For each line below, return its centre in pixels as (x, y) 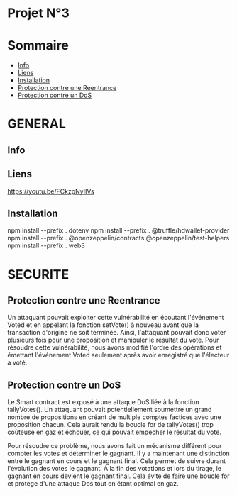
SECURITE (38, 274)
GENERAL (37, 124)
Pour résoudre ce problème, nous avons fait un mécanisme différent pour (115, 446)
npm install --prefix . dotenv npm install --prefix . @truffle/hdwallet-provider (118, 230)
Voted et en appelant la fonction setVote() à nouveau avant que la (103, 325)
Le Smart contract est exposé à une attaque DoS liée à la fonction (103, 402)
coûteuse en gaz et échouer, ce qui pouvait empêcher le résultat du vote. (115, 432)
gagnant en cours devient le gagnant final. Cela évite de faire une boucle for (118, 476)
